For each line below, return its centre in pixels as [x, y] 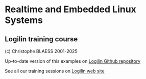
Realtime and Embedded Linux [70, 9]
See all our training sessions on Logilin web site [55, 71]
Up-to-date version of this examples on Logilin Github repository [73, 61]
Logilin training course [41, 39]
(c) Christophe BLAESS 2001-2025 [41, 51]
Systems [24, 20]
